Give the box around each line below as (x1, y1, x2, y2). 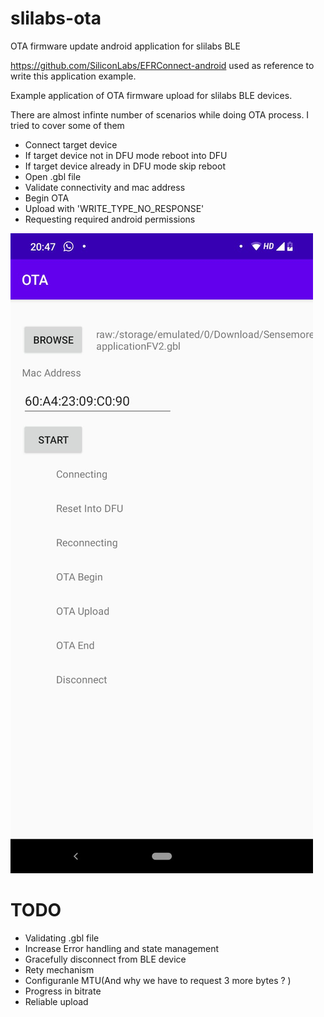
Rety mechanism (24, 963, 95, 976)
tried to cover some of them (10, 119, 125, 131)
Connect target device (24, 138, 118, 151)
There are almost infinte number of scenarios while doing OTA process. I (10, 108, 310, 121)
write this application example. (10, 70, 137, 82)
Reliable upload (24, 995, 89, 1007)
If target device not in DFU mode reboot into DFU (24, 149, 228, 161)
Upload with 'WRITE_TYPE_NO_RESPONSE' (24, 202, 205, 214)
